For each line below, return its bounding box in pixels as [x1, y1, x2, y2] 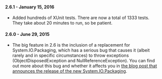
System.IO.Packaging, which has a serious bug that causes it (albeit [12, 47, 150, 53]
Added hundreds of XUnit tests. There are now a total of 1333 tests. [12, 15, 150, 21]
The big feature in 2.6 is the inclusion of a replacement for [12, 42, 130, 48]
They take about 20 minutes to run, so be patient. [12, 20, 113, 26]
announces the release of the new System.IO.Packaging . [12, 68, 128, 74]
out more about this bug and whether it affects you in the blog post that [12, 63, 158, 69]
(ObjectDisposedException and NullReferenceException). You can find [12, 58, 155, 64]
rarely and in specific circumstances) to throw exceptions [12, 53, 129, 58]
